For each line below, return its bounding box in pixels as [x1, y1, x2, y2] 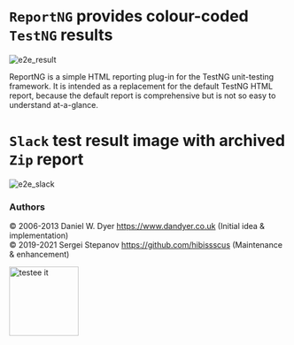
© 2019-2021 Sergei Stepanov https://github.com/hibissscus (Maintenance [9, 240, 283, 250]
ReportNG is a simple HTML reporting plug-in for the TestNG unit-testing [9, 71, 275, 81]
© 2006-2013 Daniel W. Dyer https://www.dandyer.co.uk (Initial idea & [9, 221, 266, 232]
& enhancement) [9, 249, 70, 260]
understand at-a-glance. [9, 99, 99, 110]
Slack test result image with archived [9, 131, 286, 151]
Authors [9, 201, 46, 213]
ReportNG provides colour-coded [9, 6, 250, 27]
